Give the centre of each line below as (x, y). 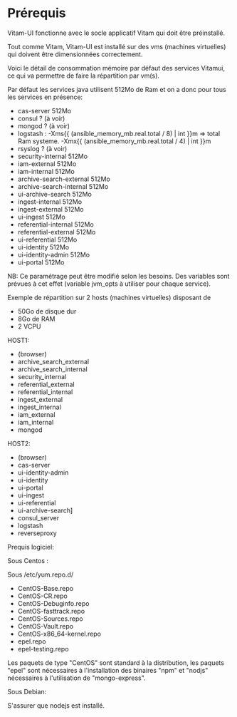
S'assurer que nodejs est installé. (56, 705)
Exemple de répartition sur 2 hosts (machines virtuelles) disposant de (109, 297)
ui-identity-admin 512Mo (54, 254)
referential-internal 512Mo (56, 224)
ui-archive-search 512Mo (55, 194)
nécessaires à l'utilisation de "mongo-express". (77, 678)
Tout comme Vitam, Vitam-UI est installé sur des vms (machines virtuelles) (117, 46)
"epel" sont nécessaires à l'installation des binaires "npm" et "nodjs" (108, 670)
